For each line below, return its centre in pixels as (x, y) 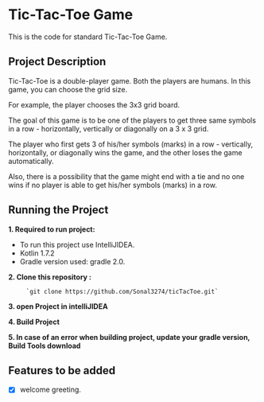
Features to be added (62, 371)
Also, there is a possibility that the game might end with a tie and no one (126, 176)
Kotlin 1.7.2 (37, 253)
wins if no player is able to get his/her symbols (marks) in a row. (113, 185)
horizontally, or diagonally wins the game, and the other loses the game (125, 152)
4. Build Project (34, 322)
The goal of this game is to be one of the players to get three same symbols (132, 120)
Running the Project (58, 210)
